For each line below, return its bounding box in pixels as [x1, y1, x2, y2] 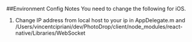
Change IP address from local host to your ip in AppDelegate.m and [15, 17, 185, 23]
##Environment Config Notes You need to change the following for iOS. [6, 5, 186, 12]
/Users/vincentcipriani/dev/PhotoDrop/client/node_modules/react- [15, 23, 183, 30]
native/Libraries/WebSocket [15, 29, 86, 37]
